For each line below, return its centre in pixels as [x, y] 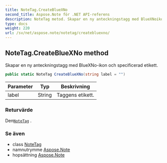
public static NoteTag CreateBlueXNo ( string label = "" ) [65, 74]
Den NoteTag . [18, 121]
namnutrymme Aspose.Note [41, 150]
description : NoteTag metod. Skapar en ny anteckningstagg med [72, 19]
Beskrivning [76, 86]
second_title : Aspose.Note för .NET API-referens [58, 14]
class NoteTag [27, 145]
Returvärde [19, 110]
